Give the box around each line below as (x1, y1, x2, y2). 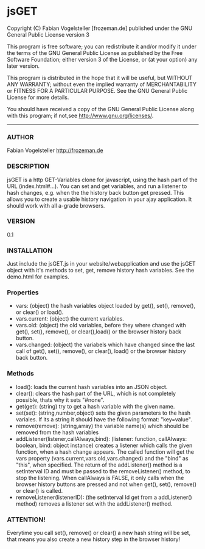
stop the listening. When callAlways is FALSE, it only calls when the (15, 474, 184, 481)
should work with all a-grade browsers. (7, 202, 105, 209)
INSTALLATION (7, 246, 53, 255)
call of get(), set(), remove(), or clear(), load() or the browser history (15, 347, 186, 355)
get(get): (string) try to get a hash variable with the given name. (15, 402, 175, 410)
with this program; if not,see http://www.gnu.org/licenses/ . (7, 112, 154, 119)
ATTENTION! (7, 515, 46, 523)
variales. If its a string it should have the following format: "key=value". (15, 415, 192, 423)
